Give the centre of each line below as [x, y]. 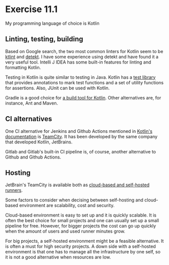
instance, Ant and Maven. [32, 103]
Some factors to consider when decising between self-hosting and [74, 200]
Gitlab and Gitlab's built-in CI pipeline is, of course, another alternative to [81, 151]
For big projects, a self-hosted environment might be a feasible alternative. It [84, 241]
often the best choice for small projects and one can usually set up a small [82, 221]
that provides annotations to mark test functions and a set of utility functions [84, 82]
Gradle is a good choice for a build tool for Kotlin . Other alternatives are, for [83, 97]
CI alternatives [29, 119]
